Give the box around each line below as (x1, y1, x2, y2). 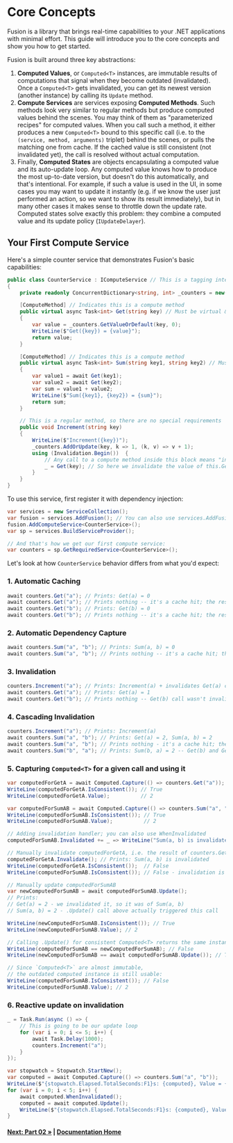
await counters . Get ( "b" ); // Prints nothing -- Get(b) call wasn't (7, 696, 207, 703)
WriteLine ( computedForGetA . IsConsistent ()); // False (7, 862, 169, 870)
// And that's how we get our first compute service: (7, 540, 166, 547)
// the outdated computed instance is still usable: (7, 971, 163, 978)
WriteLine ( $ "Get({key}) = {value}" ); (32, 328, 141, 335)
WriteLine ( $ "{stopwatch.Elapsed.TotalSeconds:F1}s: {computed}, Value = (7, 1080, 222, 1087)
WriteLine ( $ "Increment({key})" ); (32, 437, 129, 444)
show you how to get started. (7, 42, 91, 50)
